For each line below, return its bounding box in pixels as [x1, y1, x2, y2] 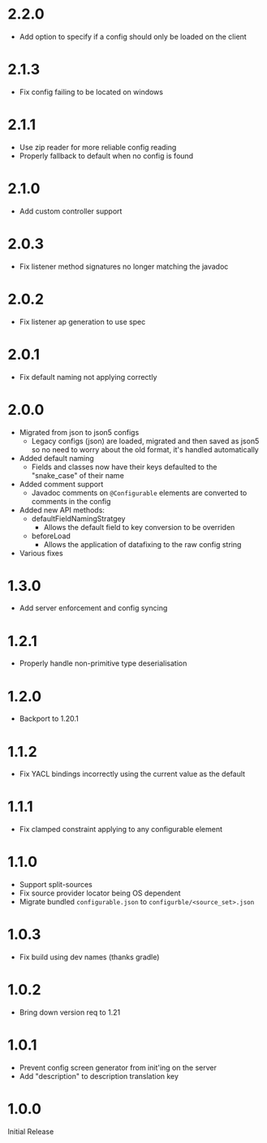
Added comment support [19, 479, 104, 489]
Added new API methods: [19, 505, 105, 515]
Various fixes [19, 548, 63, 558]
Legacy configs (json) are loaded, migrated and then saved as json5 [31, 436, 260, 446]
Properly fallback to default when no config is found [19, 151, 194, 161]
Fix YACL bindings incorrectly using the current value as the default [19, 769, 245, 779]
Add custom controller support [19, 206, 123, 216]
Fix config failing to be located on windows [19, 87, 164, 97]
